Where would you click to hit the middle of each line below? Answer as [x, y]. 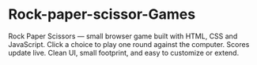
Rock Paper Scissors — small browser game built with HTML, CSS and [123, 36]
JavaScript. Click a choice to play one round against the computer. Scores [129, 44]
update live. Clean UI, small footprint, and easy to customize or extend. [124, 52]
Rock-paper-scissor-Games [102, 14]
